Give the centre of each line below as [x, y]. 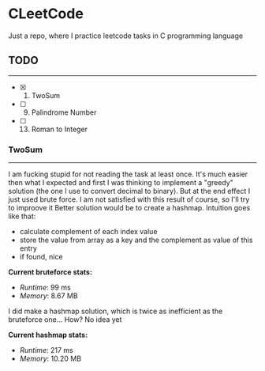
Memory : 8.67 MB [49, 296]
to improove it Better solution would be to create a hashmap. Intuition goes [129, 208]
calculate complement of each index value [88, 232]
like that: [22, 216]
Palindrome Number [64, 112]
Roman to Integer [60, 129]
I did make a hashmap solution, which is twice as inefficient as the [116, 311]
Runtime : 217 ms [46, 350]
